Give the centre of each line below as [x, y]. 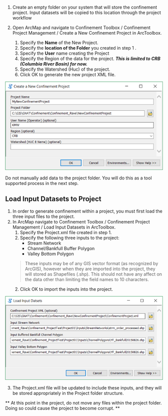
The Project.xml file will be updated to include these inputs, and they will [87, 388]
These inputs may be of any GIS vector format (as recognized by [91, 263]
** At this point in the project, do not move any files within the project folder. [83, 403]
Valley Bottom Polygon [50, 254]
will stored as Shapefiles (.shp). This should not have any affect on [93, 274]
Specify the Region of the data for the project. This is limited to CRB [90, 59]
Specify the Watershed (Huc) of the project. [65, 69]
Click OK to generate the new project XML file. [68, 74]
